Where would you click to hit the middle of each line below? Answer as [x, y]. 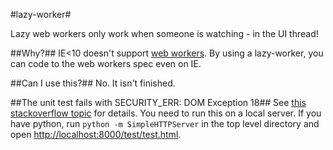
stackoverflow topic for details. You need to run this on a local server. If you [166, 113]
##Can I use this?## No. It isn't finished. [93, 83]
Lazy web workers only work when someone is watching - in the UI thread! [164, 33]
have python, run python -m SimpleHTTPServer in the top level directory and [165, 123]
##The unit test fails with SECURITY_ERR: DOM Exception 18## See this [158, 102]
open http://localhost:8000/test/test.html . [96, 134]
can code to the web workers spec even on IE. [106, 63]
